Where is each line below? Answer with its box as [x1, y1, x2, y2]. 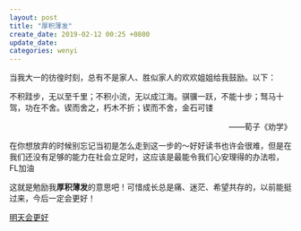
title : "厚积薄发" [9, 21, 73, 30]
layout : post [9, 13, 58, 22]
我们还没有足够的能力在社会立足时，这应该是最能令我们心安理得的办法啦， [9, 151, 284, 162]
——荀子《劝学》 [228, 122, 292, 133]
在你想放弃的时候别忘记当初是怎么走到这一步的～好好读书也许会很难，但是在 [9, 141, 292, 151]
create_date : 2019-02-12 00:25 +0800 [9, 30, 150, 38]
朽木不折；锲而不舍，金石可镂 [102, 102, 213, 113]
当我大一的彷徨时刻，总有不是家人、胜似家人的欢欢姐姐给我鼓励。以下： [9, 73, 276, 83]
